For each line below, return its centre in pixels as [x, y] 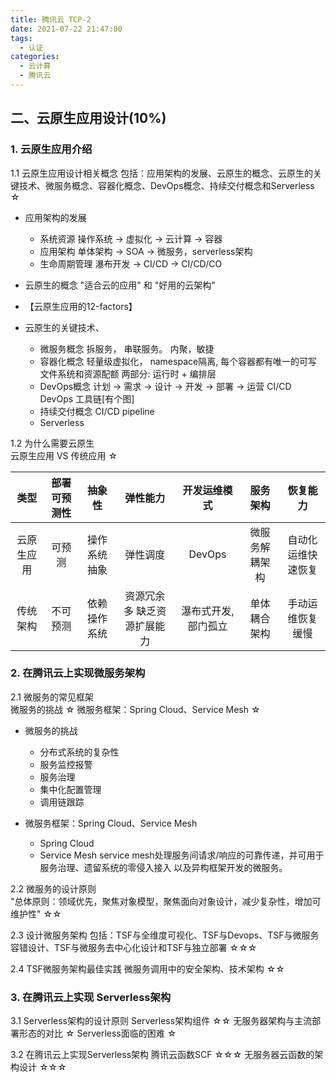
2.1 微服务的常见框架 [52, 697]
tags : [21, 38]
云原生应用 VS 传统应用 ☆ [64, 455]
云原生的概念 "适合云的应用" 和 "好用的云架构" [120, 285]
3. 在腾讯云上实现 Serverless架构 [91, 997]
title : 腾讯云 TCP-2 [51, 19]
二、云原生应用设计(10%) [88, 118]
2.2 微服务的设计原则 [53, 888]
